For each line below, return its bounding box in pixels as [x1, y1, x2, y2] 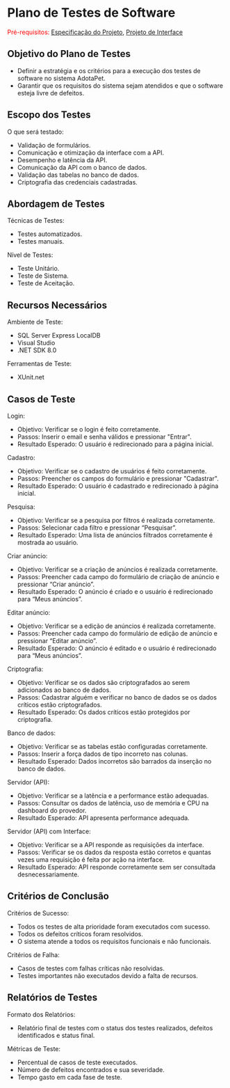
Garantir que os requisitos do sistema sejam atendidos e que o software [17, 81, 224, 90]
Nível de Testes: [7, 251, 54, 259]
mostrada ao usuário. [17, 538, 79, 546]
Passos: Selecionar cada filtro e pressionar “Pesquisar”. [17, 523, 177, 532]
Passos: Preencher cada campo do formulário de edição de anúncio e [17, 629, 217, 638]
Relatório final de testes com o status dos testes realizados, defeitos [17, 1023, 213, 1032]
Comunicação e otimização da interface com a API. [17, 148, 165, 157]
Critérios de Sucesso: [7, 908, 69, 917]
